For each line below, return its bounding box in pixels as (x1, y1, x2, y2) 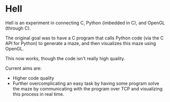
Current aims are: (5, 65, 42, 71)
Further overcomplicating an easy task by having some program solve (12, 80, 159, 86)
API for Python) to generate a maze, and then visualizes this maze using (5, 40, 156, 46)
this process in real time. (12, 91, 65, 97)
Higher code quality (12, 75, 54, 81)
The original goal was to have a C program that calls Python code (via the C (5, 35, 164, 41)
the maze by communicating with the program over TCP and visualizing (12, 85, 163, 91)
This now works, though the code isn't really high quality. (5, 55, 126, 61)
